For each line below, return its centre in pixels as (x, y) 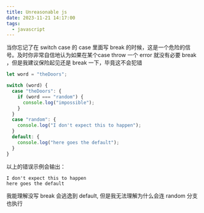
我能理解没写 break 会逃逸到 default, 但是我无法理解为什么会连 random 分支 (102, 196)
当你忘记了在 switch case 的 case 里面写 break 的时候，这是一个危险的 (96, 47)
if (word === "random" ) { (51, 97)
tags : (13, 23)
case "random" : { (34, 120)
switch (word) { (27, 86)
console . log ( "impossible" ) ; (59, 103)
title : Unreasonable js (37, 12)
